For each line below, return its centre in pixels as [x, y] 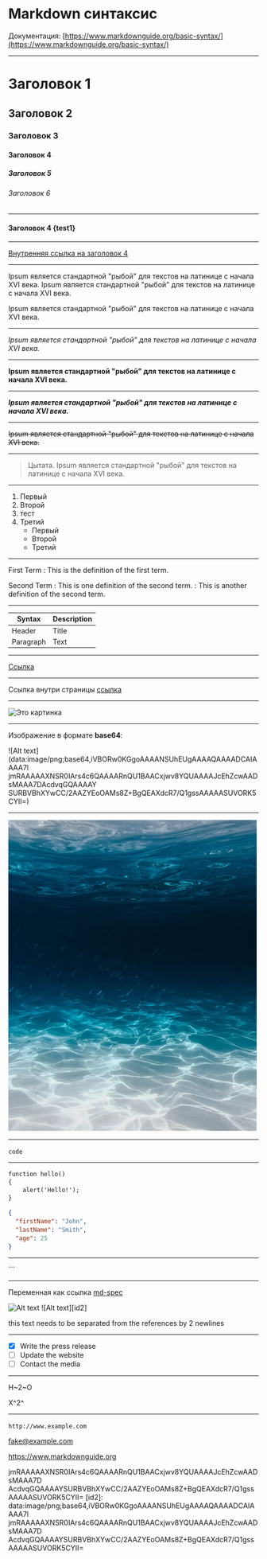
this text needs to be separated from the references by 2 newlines [116, 1323]
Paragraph [29, 641]
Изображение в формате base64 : [66, 735]
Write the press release [58, 1346]
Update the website [52, 1354]
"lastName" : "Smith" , [51, 1230]
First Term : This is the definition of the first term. [89, 570]
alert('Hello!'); [51, 1191]
